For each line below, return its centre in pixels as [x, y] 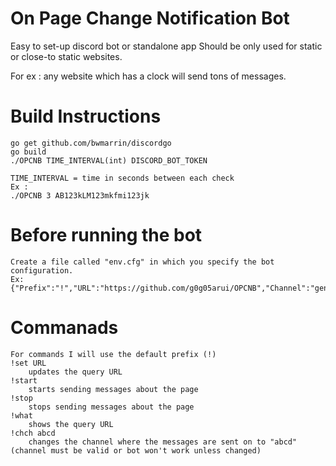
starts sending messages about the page [113, 389]
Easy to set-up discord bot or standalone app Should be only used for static [166, 46]
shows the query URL [71, 424]
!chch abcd [33, 433]
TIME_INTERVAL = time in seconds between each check [122, 178]
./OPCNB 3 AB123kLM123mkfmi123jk [80, 195]
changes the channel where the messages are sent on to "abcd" [163, 442]
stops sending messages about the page [111, 407]
